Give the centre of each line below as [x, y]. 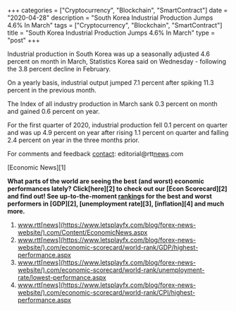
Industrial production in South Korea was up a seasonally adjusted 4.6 [108, 54]
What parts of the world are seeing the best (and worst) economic [106, 181]
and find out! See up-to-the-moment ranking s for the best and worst [110, 196]
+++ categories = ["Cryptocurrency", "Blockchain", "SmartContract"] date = [118, 10]
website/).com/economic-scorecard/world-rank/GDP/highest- [108, 247]
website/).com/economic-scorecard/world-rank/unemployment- [111, 270]
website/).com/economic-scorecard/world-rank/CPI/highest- [106, 292]
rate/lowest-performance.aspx [62, 277]
